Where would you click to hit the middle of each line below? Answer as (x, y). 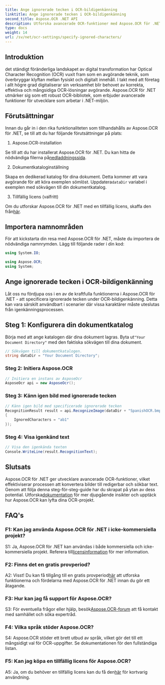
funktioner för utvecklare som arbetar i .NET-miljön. (57, 100)
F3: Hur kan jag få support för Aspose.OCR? (58, 598)
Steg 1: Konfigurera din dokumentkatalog (69, 325)
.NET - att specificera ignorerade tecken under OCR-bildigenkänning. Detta (81, 299)
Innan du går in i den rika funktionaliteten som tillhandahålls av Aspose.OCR (82, 128)
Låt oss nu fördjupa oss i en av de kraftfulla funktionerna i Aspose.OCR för (80, 293)
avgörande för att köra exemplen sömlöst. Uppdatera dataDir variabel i (76, 182)
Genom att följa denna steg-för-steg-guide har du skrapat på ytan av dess (80, 489)
